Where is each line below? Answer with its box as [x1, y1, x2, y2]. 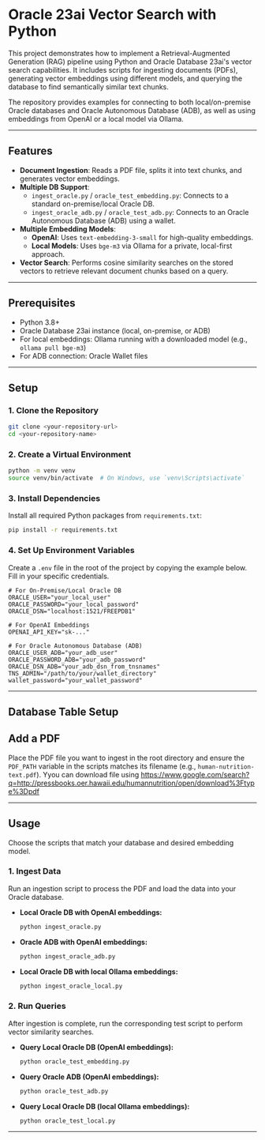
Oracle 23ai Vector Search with [8, 6, 217, 24]
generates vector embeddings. [19, 174, 120, 183]
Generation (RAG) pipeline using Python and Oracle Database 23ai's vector [8, 57, 252, 66]
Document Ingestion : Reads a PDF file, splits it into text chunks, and [19, 165, 242, 175]
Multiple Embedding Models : [19, 224, 116, 234]
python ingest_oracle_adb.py [19, 952, 116, 961]
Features [8, 145, 53, 158]
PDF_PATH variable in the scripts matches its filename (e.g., [8, 761, 196, 771]
